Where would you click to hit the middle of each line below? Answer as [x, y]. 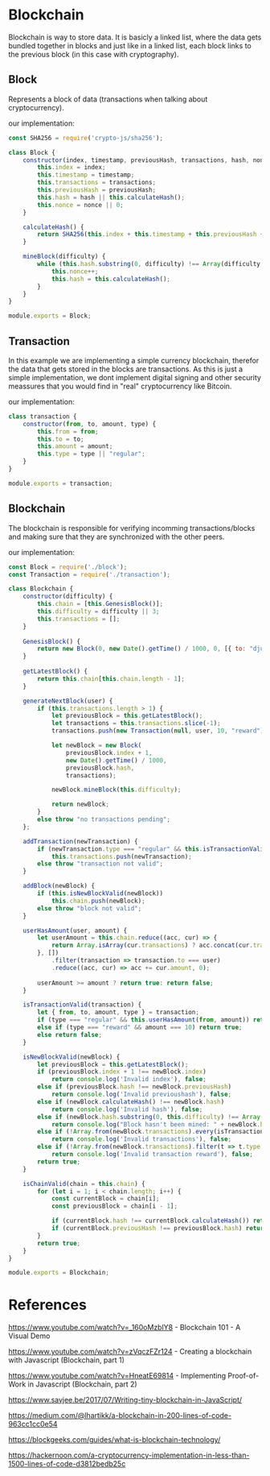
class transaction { [43, 417]
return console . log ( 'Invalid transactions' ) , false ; [141, 1139]
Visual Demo [29, 1336]
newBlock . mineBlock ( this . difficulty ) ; [116, 790]
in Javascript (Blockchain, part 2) [83, 1384]
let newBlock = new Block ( [96, 745]
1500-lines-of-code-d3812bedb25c [67, 1464]
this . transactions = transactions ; [97, 183]
